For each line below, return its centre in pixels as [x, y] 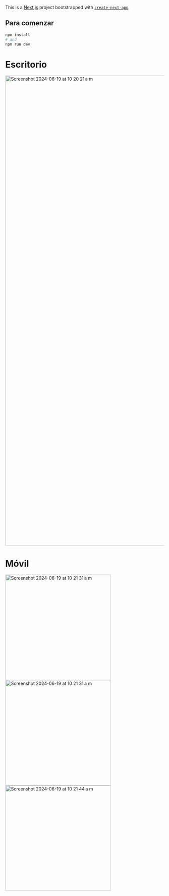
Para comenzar [30, 23]
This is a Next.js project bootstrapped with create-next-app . [68, 7]
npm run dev [18, 44]
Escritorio [26, 64]
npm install [18, 35]
